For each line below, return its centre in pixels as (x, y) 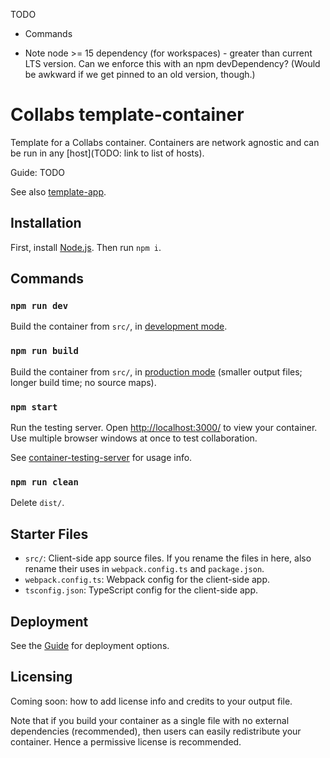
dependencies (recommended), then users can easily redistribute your (156, 731)
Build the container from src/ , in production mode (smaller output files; (156, 371)
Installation (46, 223)
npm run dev (39, 306)
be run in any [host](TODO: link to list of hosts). (107, 153)
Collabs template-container (127, 115)
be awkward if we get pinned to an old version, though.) (140, 74)
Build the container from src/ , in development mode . (119, 326)
